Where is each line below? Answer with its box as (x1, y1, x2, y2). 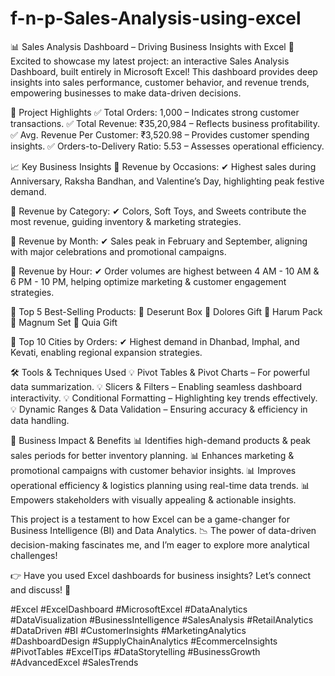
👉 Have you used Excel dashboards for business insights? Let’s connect (10, 569, 312, 581)
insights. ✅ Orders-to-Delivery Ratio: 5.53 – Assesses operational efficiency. (10, 140, 325, 152)
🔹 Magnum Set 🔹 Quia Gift (10, 316, 118, 328)
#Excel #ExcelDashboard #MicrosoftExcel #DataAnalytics (10, 603, 248, 615)
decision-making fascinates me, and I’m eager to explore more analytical (10, 538, 310, 551)
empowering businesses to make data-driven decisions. (10, 87, 242, 99)
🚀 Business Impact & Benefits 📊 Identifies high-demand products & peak (10, 434, 312, 446)
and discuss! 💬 (10, 583, 72, 596)
